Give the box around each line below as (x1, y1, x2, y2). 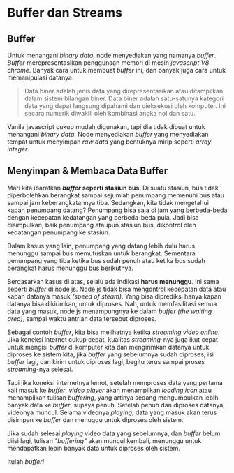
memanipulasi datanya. (7, 73, 74, 82)
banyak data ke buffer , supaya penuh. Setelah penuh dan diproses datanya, (7, 400, 226, 409)
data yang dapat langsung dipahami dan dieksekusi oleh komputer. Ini (24, 102, 226, 110)
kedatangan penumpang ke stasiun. (7, 228, 110, 236)
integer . (7, 145, 30, 153)
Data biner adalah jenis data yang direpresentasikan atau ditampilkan (24, 87, 224, 95)
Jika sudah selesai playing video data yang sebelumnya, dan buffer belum (7, 429, 221, 437)
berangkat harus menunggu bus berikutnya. (7, 264, 134, 272)
